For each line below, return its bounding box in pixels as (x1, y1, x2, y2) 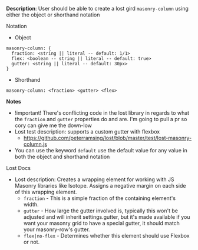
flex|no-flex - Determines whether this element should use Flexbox (23, 232, 190, 239)
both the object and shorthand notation (14, 153, 110, 160)
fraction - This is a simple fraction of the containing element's (23, 195, 176, 202)
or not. (23, 238, 40, 245)
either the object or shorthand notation (6, 11, 100, 18)
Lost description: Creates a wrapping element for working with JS (14, 176, 175, 183)
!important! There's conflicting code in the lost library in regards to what (14, 109, 190, 116)
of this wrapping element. (14, 188, 77, 195)
